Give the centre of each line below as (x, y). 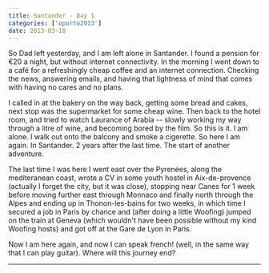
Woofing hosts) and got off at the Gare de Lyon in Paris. (100, 229)
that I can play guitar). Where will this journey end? (92, 253)
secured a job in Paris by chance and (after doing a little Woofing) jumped (130, 212)
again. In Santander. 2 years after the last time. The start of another (119, 146)
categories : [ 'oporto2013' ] (55, 23)
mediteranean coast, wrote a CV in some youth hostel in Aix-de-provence (130, 178)
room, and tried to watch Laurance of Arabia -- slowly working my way (125, 120)
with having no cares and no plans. (66, 87)
